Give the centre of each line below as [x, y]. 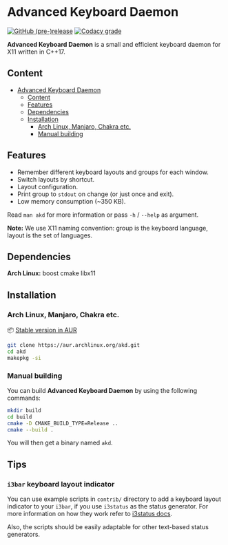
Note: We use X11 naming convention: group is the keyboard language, [107, 228]
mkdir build [24, 410]
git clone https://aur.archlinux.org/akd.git [73, 345]
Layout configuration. [48, 186]
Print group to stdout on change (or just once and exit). [95, 194]
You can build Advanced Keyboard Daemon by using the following [102, 390]
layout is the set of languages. [50, 235]
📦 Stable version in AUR [42, 330]
